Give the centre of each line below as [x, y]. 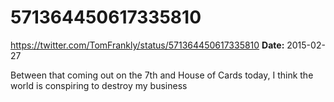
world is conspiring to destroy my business [99, 85]
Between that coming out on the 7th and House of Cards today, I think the [162, 75]
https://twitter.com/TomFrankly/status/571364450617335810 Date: [147, 45]
